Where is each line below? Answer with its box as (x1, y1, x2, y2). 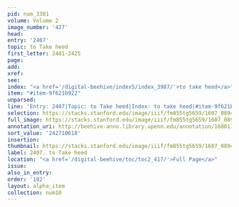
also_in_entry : (7, 169, 53, 176)
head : (7, 30, 23, 38)
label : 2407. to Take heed (7, 149, 87, 156)
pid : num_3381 (7, 10, 50, 18)
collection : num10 (7, 189, 62, 196)
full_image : (7, 116, 43, 123)
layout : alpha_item (7, 182, 65, 189)
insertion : (7, 136, 40, 143)
